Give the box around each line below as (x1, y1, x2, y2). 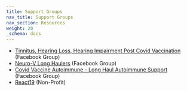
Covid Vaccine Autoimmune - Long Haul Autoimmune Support (14, 66, 168, 73)
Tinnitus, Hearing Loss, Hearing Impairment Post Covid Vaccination (14, 47, 181, 54)
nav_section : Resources (6, 20, 66, 26)
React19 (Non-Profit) (14, 79, 66, 86)
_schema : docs (6, 31, 42, 37)
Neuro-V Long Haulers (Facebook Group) (14, 60, 117, 67)
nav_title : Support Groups (6, 14, 73, 20)
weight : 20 (6, 25, 33, 32)
